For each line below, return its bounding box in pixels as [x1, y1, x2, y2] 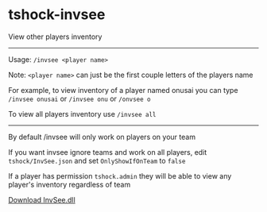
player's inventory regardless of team [8, 179, 131, 189]
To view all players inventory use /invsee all [8, 109, 157, 118]
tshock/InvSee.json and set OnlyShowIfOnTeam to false [8, 156, 186, 165]
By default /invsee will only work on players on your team [8, 132, 196, 141]
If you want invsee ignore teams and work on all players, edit [8, 147, 207, 156]
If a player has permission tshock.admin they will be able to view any [8, 171, 232, 180]
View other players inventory [8, 32, 103, 41]
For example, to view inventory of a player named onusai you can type [8, 85, 238, 94]
